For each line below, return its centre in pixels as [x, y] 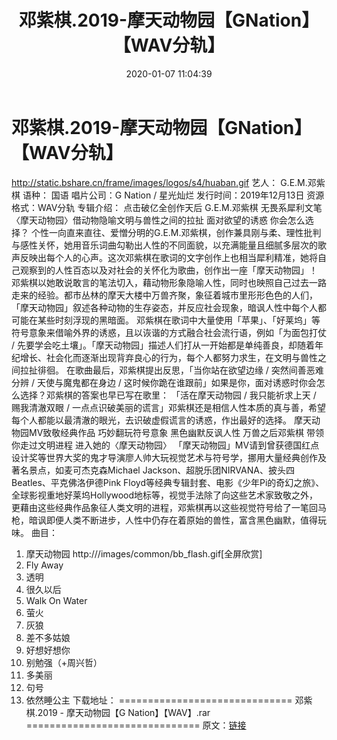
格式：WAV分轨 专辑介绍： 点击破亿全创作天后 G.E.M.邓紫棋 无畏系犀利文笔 [167, 207]
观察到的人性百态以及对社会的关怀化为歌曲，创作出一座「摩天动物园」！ [168, 270]
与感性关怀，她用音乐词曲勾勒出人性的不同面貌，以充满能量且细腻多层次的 [164, 245]
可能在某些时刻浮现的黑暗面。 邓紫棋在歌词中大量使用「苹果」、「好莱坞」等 [166, 320]
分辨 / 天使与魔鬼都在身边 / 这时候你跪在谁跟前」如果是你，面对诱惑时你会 [164, 382]
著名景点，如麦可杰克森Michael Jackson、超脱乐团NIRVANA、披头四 [153, 470]
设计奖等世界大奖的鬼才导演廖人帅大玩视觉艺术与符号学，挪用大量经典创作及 [169, 457]
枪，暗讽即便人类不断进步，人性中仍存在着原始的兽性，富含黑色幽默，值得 [164, 520]
